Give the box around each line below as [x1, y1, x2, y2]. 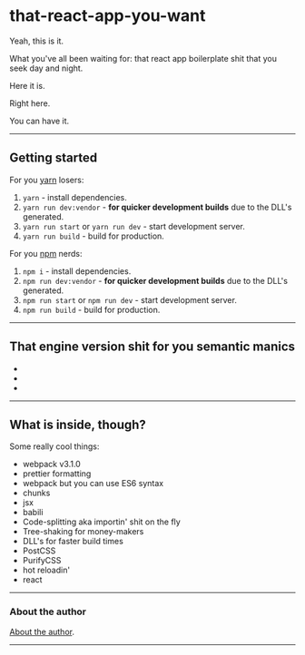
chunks [22, 487, 51, 499]
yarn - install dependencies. [22, 191, 127, 202]
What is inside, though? [9, 416, 147, 432]
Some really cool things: [9, 441, 100, 452]
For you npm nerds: [9, 248, 84, 259]
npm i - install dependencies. [22, 265, 132, 277]
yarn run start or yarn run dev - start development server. [22, 220, 245, 231]
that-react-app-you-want [9, 5, 206, 26]
